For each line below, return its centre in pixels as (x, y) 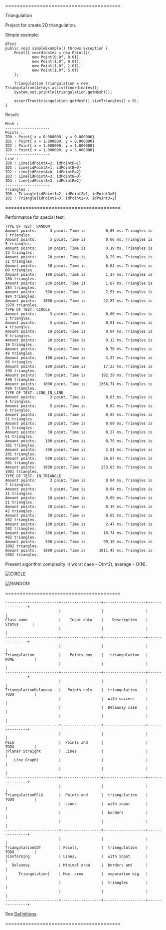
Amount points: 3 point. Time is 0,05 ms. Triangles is (79, 231)
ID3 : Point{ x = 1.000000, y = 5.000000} (50, 150)
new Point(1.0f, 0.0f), (56, 62)
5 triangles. (19, 244)
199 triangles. (21, 371)
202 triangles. (21, 529)
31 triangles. (20, 261)
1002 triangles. (22, 546)
